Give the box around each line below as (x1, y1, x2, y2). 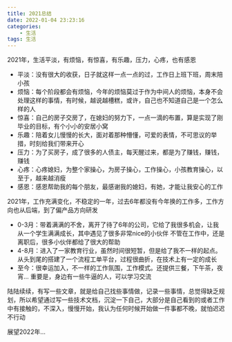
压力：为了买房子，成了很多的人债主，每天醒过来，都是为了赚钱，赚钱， (17, 148, 223, 156)
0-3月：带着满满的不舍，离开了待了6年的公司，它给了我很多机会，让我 (17, 220, 220, 229)
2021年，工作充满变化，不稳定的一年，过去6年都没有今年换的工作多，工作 (7, 198, 219, 206)
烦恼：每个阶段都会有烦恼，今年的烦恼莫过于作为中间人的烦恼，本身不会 (17, 88, 223, 96)
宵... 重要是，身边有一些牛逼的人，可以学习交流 (17, 272, 152, 281)
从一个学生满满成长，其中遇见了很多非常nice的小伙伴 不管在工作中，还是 (17, 229, 225, 238)
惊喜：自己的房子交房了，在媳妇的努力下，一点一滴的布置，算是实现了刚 (17, 113, 223, 122)
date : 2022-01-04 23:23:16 (7, 17, 85, 23)
